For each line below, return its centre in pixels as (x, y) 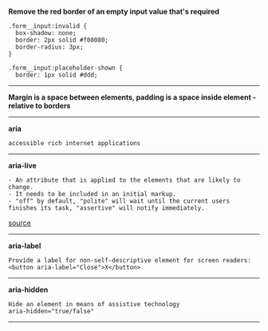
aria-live (23, 165)
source (20, 223)
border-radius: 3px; (49, 47)
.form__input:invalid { (48, 26)
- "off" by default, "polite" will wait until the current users (119, 201)
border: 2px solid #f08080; (62, 40)
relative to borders (39, 106)
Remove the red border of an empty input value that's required (114, 12)
